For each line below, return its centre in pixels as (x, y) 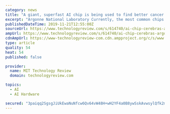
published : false (24, 57)
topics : (13, 85)
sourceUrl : (17, 29)
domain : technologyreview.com (41, 76)
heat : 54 (14, 52)
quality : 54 (18, 48)
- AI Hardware (25, 94)
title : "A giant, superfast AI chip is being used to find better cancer (85, 15)
